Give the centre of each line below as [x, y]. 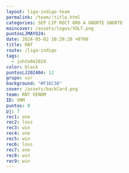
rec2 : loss [20, 122]
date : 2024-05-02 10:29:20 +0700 [47, 39]
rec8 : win [18, 155]
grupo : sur [20, 78]
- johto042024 [29, 61]
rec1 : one [18, 117]
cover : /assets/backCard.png [42, 89]
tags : [13, 56]
